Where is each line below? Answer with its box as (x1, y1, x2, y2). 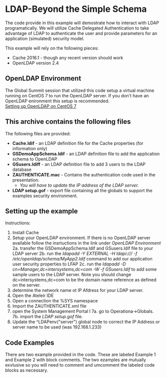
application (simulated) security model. (5, 36, 85, 42)
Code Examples (5, 338, 54, 347)
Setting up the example (5, 207, 78, 215)
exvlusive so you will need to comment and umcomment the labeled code (5, 362, 155, 368)
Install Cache (12, 230, 39, 236)
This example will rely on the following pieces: (5, 45, 99, 51)
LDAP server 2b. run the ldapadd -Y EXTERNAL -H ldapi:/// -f (12, 251, 137, 256)
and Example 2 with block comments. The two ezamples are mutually (5, 357, 147, 363)
